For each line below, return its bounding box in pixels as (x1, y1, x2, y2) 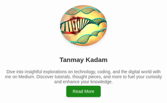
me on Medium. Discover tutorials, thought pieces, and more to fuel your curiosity (5, 73, 162, 79)
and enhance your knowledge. (54, 78, 113, 84)
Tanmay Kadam (59, 56, 108, 64)
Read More (72, 88, 94, 94)
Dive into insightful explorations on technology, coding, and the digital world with (6, 68, 161, 74)
